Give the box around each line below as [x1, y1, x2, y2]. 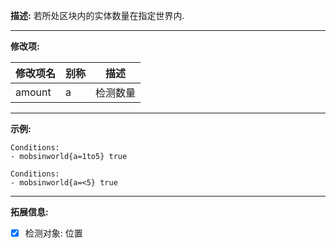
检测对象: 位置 [24, 227, 83, 239]
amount [15, 85, 52, 99]
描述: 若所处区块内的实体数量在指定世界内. [10, 10, 185, 21]
